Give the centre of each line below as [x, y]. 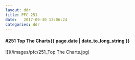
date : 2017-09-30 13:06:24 [36, 19]
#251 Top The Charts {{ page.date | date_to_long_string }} [68, 41]
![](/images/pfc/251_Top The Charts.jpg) [48, 52]
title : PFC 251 [21, 15]
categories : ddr [22, 24]
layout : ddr [18, 10]
